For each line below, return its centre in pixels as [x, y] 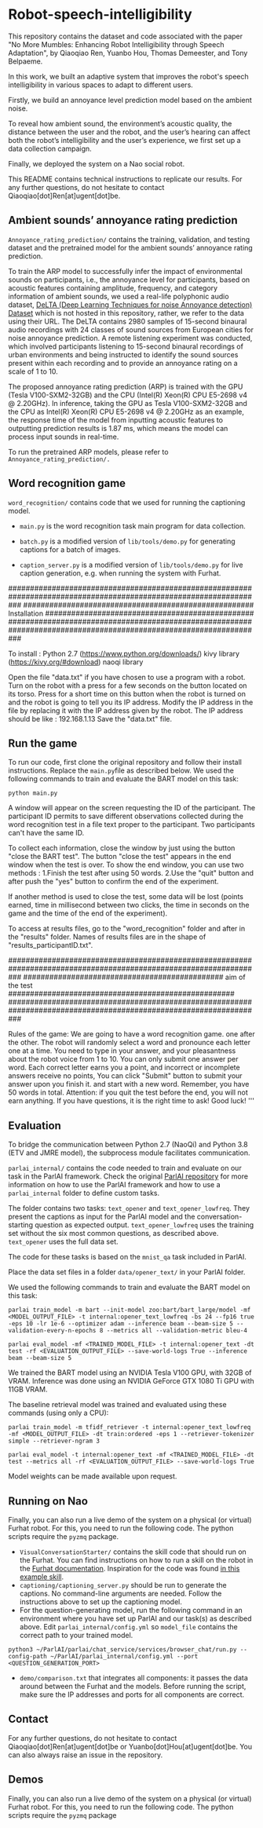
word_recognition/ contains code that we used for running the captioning [127, 502]
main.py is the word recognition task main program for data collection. [132, 526]
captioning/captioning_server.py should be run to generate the [123, 1585]
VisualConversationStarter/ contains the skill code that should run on [133, 1552]
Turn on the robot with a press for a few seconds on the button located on [128, 685]
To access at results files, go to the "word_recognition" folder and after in [127, 929]
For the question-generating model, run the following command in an [131, 1610]
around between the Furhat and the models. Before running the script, [133, 1686]
